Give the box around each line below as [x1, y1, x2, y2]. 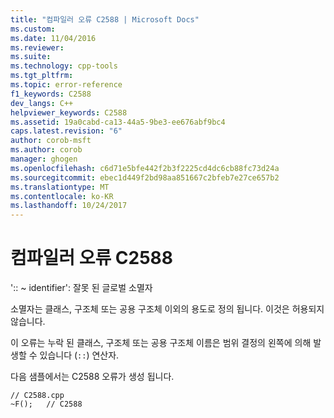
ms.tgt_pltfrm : [10, 71, 74, 81]
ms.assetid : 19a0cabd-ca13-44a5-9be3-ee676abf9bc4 [10, 117, 226, 127]
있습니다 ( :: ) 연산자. [39, 349, 120, 361]
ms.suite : [10, 52, 52, 62]
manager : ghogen [10, 154, 78, 164]
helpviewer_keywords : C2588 [10, 107, 128, 118]
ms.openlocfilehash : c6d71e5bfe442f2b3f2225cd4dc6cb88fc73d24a [10, 163, 280, 173]
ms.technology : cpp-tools [10, 61, 118, 71]
